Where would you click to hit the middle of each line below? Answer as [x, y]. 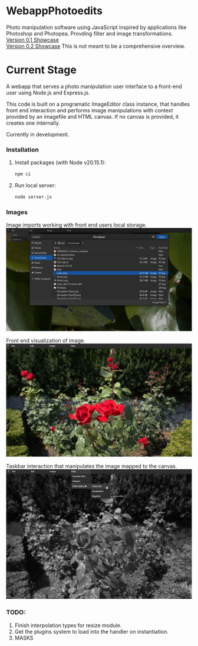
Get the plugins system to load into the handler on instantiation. [92, 631]
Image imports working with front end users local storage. [77, 225]
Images [17, 212]
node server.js [33, 197]
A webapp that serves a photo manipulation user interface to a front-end [94, 86]
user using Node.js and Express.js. [48, 92]
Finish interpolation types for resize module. [68, 625]
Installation [23, 150]
